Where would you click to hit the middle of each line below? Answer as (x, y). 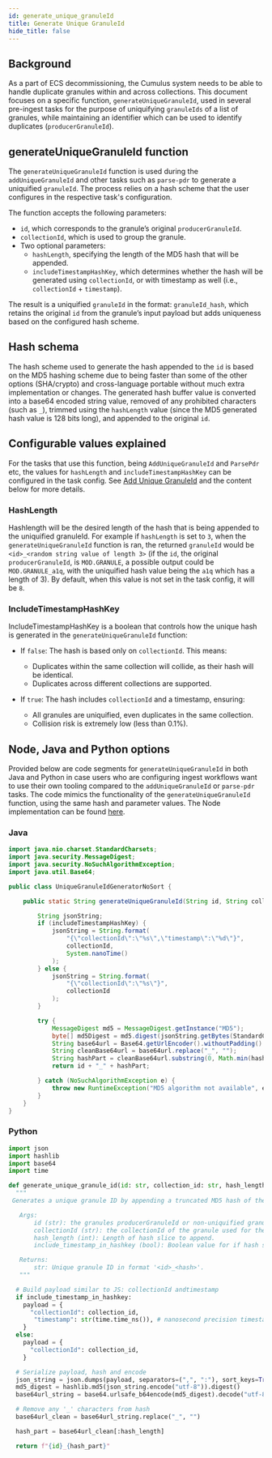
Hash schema (44, 347)
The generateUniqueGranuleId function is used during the (103, 171)
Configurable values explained (87, 443)
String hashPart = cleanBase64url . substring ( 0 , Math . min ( (151, 1059)
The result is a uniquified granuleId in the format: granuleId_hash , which (129, 304)
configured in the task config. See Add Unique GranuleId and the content (130, 480)
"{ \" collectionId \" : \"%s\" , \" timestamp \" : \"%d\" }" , (155, 939)
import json (28, 1148)
